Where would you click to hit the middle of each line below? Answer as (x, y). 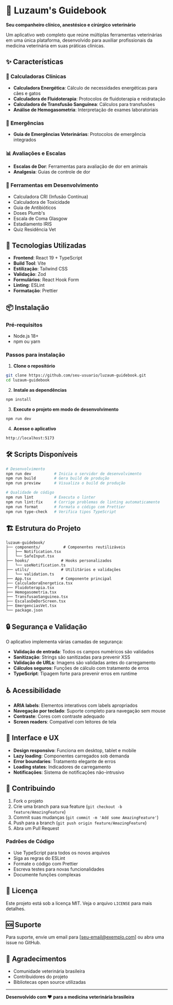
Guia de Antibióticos (35, 207)
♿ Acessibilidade (33, 690)
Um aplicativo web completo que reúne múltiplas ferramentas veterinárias (84, 34)
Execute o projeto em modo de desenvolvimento (66, 409)
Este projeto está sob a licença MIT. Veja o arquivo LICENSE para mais (79, 903)
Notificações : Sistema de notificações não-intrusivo (69, 772)
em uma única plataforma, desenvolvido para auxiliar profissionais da (79, 40)
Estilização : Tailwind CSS (41, 269)
